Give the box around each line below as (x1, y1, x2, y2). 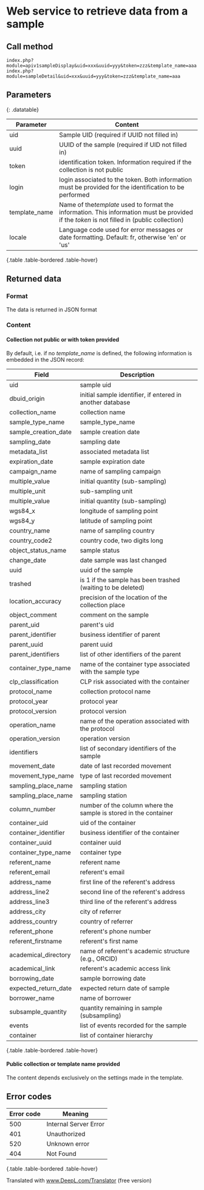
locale (9, 233, 27, 241)
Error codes (6, 1092, 52, 1102)
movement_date (9, 761, 55, 770)
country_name (9, 526, 50, 535)
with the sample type (80, 667, 140, 676)
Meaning (63, 1109, 89, 1118)
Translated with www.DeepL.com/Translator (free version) (6, 1177, 152, 1184)
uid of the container (80, 818, 136, 827)
